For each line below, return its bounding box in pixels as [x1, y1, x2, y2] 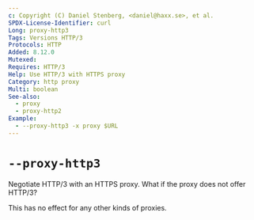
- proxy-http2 [15, 108, 62, 116]
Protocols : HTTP [8, 41, 62, 49]
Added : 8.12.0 [8, 48, 55, 56]
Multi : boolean [8, 85, 59, 93]
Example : [8, 115, 37, 123]
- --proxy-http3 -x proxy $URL [15, 122, 119, 130]
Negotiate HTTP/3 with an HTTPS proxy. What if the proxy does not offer [8, 179, 246, 188]
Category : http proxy [8, 78, 80, 85]
